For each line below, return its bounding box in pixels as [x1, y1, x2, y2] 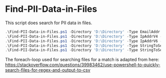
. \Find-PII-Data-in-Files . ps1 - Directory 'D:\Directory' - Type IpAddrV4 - [5, 34, 163, 39]
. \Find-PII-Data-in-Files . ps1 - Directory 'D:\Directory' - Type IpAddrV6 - [5, 39, 163, 43]
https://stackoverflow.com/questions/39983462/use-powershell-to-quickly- [5, 62, 161, 68]
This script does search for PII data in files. [5, 20, 92, 26]
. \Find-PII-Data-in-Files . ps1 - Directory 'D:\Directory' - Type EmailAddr [5, 29, 161, 34]
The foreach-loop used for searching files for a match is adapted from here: [5, 57, 160, 63]
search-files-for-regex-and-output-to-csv [5, 67, 90, 73]
